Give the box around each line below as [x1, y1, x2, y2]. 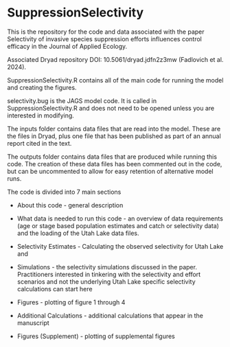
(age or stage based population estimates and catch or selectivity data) [16, 221, 220, 230]
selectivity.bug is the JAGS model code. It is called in [7, 96, 157, 104]
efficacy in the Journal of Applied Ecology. [7, 42, 128, 50]
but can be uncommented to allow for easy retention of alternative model [7, 167, 214, 175]
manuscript [16, 318, 49, 327]
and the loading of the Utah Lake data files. [16, 229, 139, 237]
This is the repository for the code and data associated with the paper [7, 27, 205, 36]
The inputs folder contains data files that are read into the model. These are [7, 124, 221, 133]
